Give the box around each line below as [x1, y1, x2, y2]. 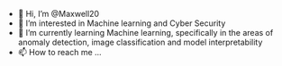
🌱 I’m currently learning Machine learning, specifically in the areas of [17, 28, 274, 37]
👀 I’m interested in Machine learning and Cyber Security [17, 18, 226, 29]
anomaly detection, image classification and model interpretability [17, 37, 263, 47]
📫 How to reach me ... [17, 47, 102, 57]
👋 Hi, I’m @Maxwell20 [17, 9, 100, 19]
